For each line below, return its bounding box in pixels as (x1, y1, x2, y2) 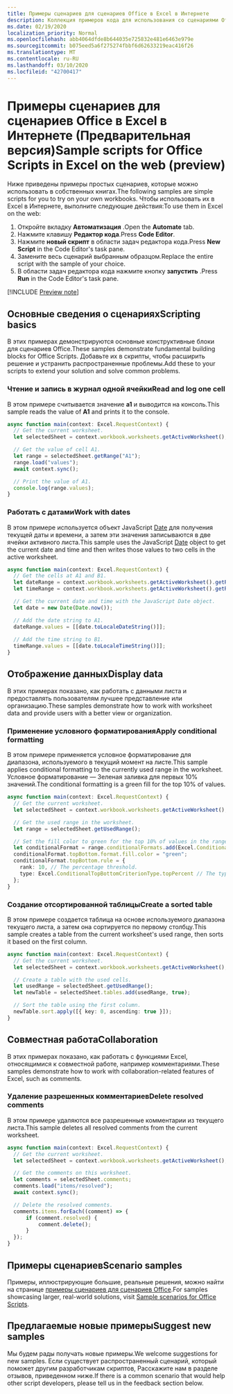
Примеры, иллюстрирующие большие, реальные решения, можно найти (7, 1277, 224, 1286)
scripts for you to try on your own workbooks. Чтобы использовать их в (7, 195, 215, 203)
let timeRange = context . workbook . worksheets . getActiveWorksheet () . (13, 586, 216, 593)
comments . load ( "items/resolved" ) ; (13, 1182, 113, 1190)
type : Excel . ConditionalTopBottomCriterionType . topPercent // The (19, 870, 216, 877)
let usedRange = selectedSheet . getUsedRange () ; (13, 983, 154, 989)
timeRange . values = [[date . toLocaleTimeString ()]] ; (13, 643, 166, 649)
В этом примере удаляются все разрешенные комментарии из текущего (7, 1116, 224, 1124)
